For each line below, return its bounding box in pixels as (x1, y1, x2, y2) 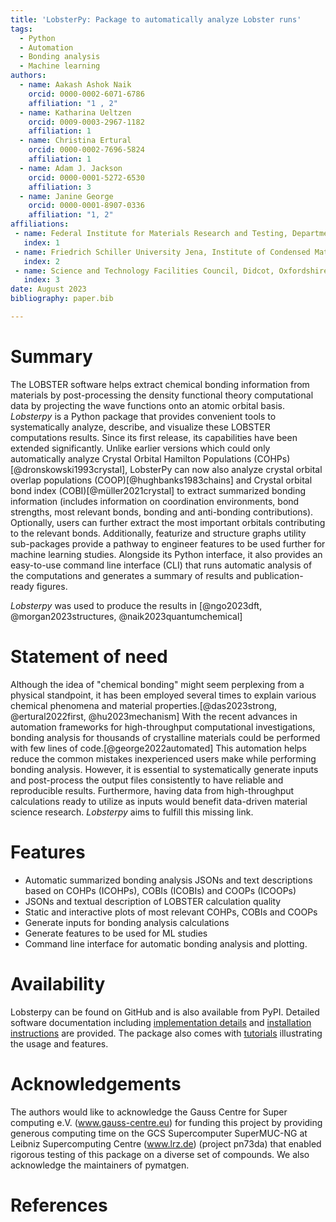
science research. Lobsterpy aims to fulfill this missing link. (10, 806, 254, 818)
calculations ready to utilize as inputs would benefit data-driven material (10, 795, 308, 807)
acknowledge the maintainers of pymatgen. (10, 1159, 190, 1171)
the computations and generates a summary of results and (10, 569, 252, 581)
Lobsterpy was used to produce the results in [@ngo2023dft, (10, 599, 263, 611)
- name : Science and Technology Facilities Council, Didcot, (14, 266, 275, 276)
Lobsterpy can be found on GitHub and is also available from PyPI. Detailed (10, 1006, 320, 1018)
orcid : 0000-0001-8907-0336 (28, 201, 145, 211)
